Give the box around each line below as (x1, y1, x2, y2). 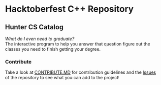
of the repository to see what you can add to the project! (5, 75, 120, 81)
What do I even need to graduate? (5, 36, 75, 42)
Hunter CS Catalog (5, 23, 64, 31)
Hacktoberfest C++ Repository (5, 3, 134, 15)
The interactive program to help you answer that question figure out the (5, 41, 150, 47)
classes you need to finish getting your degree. (5, 46, 101, 52)
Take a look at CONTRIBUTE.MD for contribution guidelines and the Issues (5, 69, 156, 75)
